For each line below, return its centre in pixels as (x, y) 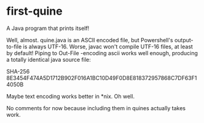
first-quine (34, 11)
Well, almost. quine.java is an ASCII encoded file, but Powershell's (90, 40)
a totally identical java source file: (49, 59)
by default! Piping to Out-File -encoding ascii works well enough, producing (102, 53)
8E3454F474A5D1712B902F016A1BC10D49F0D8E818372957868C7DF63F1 (102, 78)
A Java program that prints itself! (48, 28)
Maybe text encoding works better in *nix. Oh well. (71, 96)
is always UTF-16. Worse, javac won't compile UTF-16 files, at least (108, 47)
